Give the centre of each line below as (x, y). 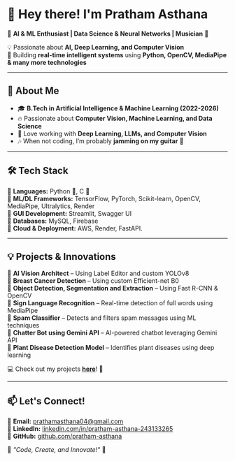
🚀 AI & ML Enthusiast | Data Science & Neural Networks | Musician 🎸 (108, 34)
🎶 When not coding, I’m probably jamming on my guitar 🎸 (100, 141)
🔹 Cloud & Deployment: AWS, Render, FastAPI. (75, 228)
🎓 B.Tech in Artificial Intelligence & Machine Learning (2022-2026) (118, 108)
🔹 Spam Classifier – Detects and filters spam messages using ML (102, 318)
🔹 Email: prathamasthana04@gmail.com (65, 421)
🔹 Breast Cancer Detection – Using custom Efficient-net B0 (93, 281)
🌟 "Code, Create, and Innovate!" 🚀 (57, 450)
